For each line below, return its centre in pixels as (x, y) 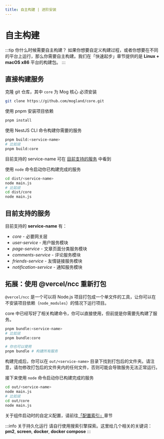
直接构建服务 (25, 79)
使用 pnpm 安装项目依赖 (29, 111)
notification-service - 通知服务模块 (47, 267)
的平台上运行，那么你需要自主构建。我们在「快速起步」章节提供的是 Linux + (82, 56)
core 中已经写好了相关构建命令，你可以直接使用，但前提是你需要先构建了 (79, 313)
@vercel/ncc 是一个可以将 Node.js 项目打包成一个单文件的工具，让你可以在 (81, 297)
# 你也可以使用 (18, 347)
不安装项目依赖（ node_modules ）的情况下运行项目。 (57, 303)
